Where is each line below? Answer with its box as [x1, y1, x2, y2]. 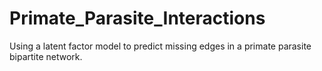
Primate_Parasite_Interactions [9, 7, 266, 30]
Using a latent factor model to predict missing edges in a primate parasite [9, 40, 312, 52]
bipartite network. [9, 50, 83, 62]
